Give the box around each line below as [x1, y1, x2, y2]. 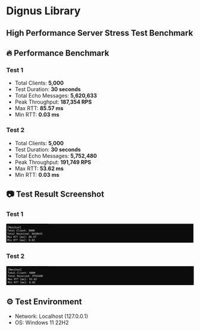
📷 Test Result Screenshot [6, 189, 104, 199]
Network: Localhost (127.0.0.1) [14, 313, 88, 320]
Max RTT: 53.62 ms [14, 165, 64, 172]
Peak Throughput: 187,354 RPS [14, 98, 92, 105]
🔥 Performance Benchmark [6, 48, 110, 58]
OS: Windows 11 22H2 [14, 318, 69, 326]
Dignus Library [6, 4, 81, 18]
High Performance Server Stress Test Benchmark [6, 28, 193, 38]
